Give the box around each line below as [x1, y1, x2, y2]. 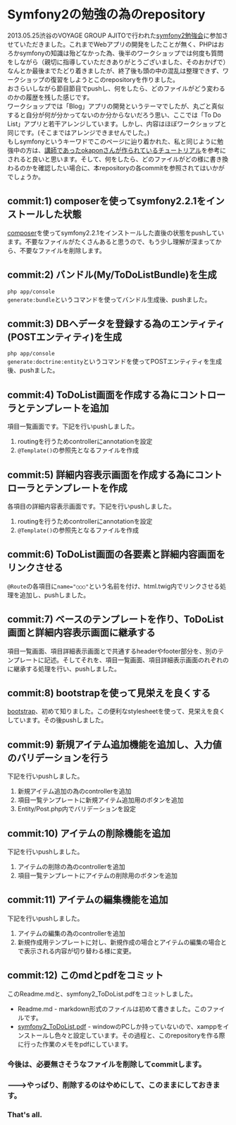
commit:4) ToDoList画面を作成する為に [7, 389, 180, 401]
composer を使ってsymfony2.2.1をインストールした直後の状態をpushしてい [7, 228, 224, 237]
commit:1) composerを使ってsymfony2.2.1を [7, 195, 206, 207]
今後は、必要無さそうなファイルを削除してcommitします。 [7, 1059, 206, 1069]
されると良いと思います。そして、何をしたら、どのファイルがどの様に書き [7, 155, 223, 163]
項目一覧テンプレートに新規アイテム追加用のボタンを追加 [17, 796, 184, 804]
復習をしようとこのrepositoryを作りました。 [50, 75, 180, 83]
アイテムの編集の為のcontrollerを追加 [17, 929, 125, 937]
